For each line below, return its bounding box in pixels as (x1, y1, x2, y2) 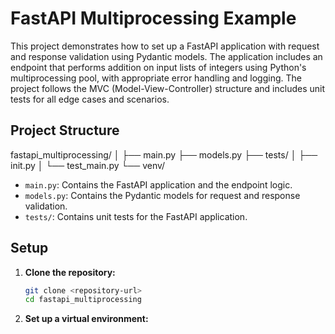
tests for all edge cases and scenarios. (10, 93, 170, 105)
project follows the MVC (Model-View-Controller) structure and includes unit (10, 82, 325, 94)
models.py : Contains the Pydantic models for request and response (24, 189, 301, 201)
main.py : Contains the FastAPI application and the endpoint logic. (24, 178, 293, 191)
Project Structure (10, 122, 120, 139)
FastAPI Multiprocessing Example (10, 7, 297, 30)
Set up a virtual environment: (24, 313, 149, 325)
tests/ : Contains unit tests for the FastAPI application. (24, 210, 248, 222)
